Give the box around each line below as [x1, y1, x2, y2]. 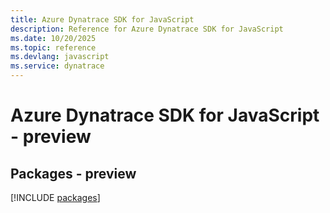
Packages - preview [10, 165, 137, 182]
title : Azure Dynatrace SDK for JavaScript [10, 14, 195, 25]
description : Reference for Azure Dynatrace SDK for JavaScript [10, 24, 284, 34]
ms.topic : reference [10, 42, 97, 53]
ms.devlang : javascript [10, 52, 110, 62]
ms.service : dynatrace [10, 61, 105, 71]
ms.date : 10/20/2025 [10, 33, 97, 43]
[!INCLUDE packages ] [10, 192, 101, 203]
